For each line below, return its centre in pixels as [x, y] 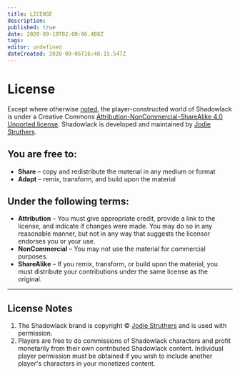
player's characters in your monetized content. [86, 364]
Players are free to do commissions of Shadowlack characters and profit [124, 341]
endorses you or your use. [56, 241]
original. [30, 279]
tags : [15, 41]
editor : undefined [35, 47]
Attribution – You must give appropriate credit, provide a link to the [116, 219]
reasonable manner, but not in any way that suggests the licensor [114, 234]
